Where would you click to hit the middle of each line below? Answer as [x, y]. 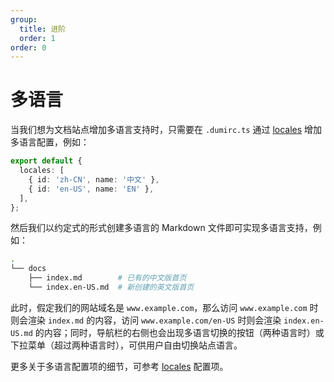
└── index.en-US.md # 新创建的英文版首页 [111, 287]
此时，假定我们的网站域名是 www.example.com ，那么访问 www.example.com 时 [164, 307]
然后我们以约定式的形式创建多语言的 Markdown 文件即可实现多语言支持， [161, 228]
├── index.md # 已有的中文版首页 [107, 278]
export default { [46, 161]
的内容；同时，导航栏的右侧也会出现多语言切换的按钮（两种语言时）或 [179, 332]
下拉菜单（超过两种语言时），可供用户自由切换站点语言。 [126, 345]
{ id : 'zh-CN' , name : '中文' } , [94, 179]
